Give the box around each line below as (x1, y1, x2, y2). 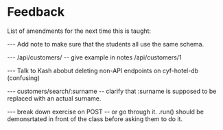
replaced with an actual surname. (7, 94, 102, 103)
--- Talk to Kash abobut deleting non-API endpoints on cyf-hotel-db (7, 66, 199, 75)
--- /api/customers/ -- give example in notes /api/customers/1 (7, 53, 182, 62)
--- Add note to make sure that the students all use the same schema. (7, 40, 204, 48)
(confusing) (7, 73, 40, 82)
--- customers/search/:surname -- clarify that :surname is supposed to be (7, 87, 217, 95)
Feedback (7, 4, 65, 20)
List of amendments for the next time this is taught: (7, 27, 152, 35)
